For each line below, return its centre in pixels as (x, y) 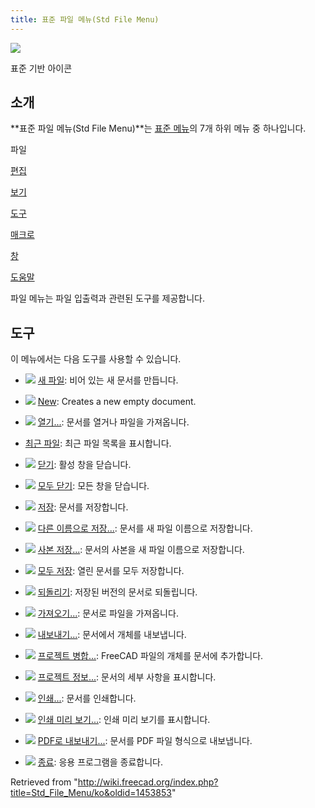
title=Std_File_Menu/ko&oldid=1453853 (91, 793)
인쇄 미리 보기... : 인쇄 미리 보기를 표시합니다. (124, 720)
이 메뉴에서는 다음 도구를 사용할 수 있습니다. (96, 359)
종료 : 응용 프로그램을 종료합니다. (100, 762)
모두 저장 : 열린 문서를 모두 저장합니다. (111, 571)
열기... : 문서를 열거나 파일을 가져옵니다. (113, 422)
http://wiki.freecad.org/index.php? (148, 782)
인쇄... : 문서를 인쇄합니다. (87, 698)
